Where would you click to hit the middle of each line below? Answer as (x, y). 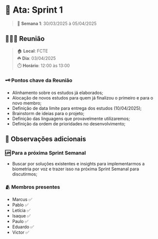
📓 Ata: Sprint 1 (34, 10)
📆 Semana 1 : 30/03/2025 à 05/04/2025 (57, 23)
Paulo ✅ (20, 221)
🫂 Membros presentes (32, 187)
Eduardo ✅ (23, 227)
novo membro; (27, 103)
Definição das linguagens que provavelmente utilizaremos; (71, 119)
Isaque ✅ (21, 216)
